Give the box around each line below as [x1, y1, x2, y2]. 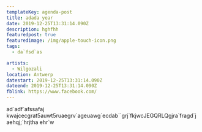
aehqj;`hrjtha [6, 118, 39, 126]
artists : [6, 60, 29, 66]
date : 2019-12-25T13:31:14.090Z [6, 20, 89, 26]
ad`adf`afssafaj [6, 106, 45, 112]
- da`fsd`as [12, 49, 43, 55]
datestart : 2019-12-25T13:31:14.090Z [6, 77, 103, 83]
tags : [6, 44, 20, 50]
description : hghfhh [6, 26, 59, 33]
